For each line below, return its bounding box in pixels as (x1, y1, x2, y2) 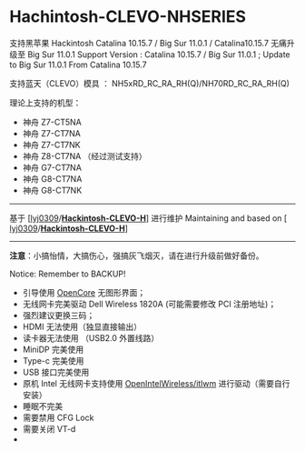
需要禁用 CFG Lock (22, 412, 94, 423)
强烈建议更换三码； (22, 309, 95, 320)
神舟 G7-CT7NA (22, 162, 82, 173)
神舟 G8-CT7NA (22, 173, 83, 184)
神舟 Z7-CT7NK (22, 139, 81, 150)
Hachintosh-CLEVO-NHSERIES (9, 6, 247, 27)
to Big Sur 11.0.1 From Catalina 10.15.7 (9, 59, 147, 70)
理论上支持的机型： (9, 97, 82, 108)
